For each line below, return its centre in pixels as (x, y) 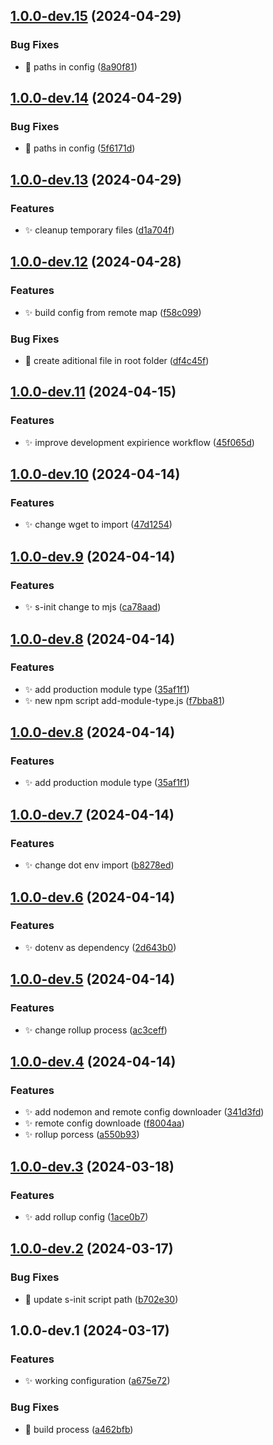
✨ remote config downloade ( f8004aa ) (104, 1123)
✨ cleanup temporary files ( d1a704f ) (99, 230)
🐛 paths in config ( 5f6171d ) (80, 148)
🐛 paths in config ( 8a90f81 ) (81, 66)
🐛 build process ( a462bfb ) (79, 1429)
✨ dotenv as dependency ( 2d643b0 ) (100, 947)
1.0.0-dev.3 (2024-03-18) (92, 1166)
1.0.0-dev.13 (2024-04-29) (96, 179)
